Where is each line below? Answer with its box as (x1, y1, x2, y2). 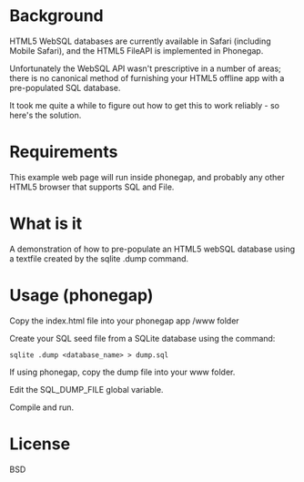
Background (9, 5, 104, 26)
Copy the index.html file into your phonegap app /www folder (9, 315, 239, 326)
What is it (9, 213, 83, 234)
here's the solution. (9, 109, 82, 120)
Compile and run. (9, 402, 75, 413)
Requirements (9, 142, 118, 162)
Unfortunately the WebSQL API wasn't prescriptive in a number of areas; (9, 63, 282, 74)
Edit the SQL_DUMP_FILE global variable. (9, 384, 164, 395)
